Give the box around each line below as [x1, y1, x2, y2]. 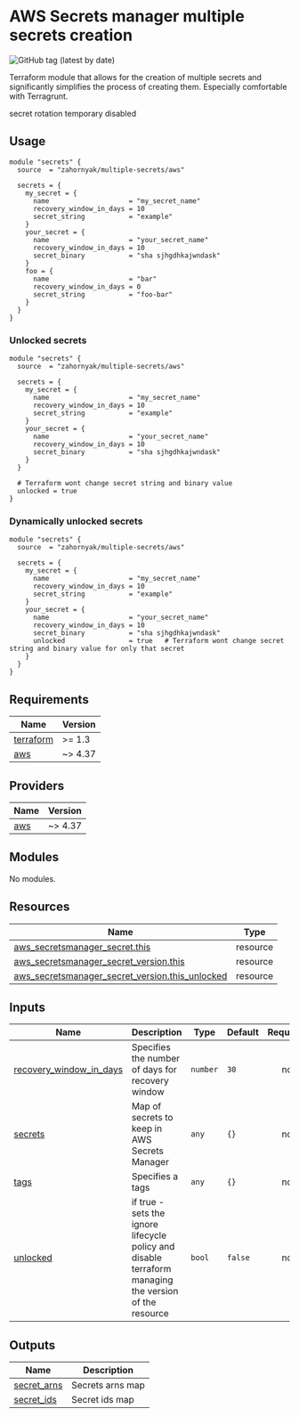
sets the [131, 1207, 166, 1219]
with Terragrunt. [9, 91, 69, 102]
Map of [131, 1100, 162, 1112]
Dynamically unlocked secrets [9, 515, 143, 527]
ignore [131, 1218, 158, 1231]
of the [131, 1296, 157, 1308]
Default [226, 1026, 260, 1038]
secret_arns [13, 1379, 63, 1391]
